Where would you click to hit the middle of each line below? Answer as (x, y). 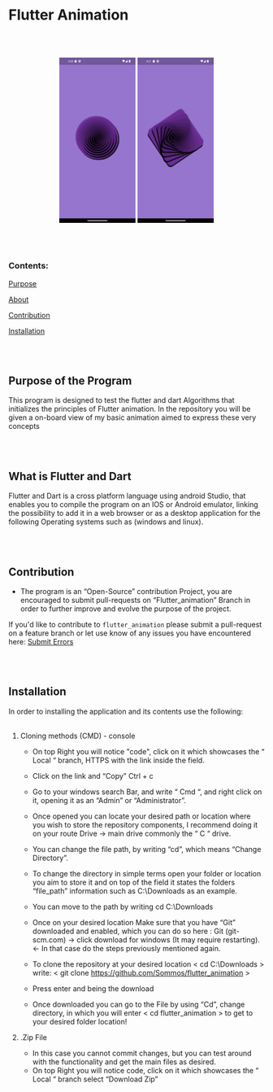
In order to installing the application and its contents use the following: (126, 711)
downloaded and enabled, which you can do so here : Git (128, 931)
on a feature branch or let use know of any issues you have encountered (130, 633)
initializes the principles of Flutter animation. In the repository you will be (130, 409)
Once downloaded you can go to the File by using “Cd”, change (139, 1004)
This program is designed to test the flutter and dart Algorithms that (121, 400)
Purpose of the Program (70, 381)
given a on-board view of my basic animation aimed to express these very (132, 417)
